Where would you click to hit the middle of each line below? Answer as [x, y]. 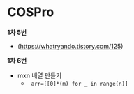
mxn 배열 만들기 [39, 75]
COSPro [31, 12]
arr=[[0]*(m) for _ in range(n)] [80, 84]
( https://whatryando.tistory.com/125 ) [70, 46]
